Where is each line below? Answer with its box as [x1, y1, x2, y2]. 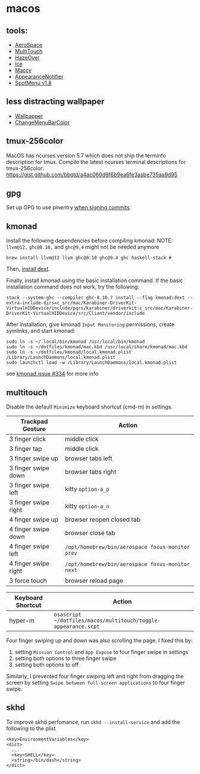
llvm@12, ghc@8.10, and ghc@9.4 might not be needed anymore [6, 243, 160, 250]
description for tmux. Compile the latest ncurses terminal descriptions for [6, 158, 186, 165]
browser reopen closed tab [65, 515, 141, 524]
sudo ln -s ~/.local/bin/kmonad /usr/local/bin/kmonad [6, 339, 145, 345]
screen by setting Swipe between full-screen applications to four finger [6, 679, 186, 686]
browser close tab [65, 529, 115, 537]
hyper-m [9, 617, 35, 625]
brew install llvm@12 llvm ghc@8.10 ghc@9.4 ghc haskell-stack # [6, 255, 171, 261]
